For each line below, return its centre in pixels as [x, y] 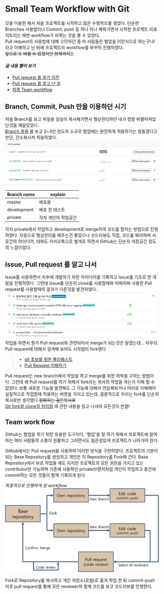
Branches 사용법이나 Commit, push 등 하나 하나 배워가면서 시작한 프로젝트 [77, 29]
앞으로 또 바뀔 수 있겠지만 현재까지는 [40, 53]
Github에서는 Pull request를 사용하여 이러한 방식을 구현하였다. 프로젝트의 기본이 [82, 451]
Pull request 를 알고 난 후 [36, 83]
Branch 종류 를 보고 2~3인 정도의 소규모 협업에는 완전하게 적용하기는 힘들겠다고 [81, 131]
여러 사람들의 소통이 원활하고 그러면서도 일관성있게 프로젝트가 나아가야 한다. [86, 440]
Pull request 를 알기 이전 [36, 78]
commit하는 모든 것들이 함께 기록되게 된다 [45, 475]
